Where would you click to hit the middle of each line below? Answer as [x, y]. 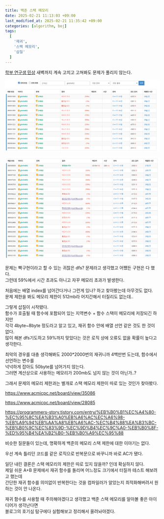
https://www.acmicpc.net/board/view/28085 [50, 403]
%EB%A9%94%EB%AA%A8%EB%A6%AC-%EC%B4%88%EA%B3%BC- [81, 423]
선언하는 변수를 [20, 361]
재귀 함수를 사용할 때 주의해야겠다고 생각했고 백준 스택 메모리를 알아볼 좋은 [77, 499]
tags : [11, 31]
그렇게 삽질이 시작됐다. [27, 307]
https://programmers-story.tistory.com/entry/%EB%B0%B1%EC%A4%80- [81, 412]
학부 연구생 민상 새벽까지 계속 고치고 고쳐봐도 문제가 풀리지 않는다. [69, 72]
